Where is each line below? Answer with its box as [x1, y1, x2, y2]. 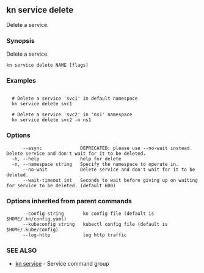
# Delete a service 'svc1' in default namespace [12, 95, 138, 102]
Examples [6, 77, 37, 85]
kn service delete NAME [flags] [6, 62, 89, 69]
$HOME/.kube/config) [6, 226, 59, 233]
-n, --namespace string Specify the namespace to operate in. [12, 161, 179, 167]
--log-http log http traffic [22, 232, 127, 238]
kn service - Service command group [15, 260, 109, 267]
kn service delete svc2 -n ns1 [12, 117, 92, 123]
